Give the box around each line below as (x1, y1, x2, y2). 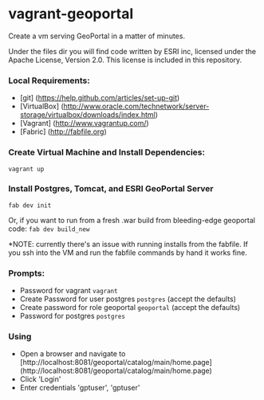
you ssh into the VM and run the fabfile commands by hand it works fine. (8, 248, 247, 257)
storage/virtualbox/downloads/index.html (19, 110, 156, 120)
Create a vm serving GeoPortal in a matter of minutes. (8, 31, 186, 41)
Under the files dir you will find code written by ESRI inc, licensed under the (8, 46, 257, 56)
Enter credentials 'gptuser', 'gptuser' (19, 383, 140, 393)
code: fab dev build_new (8, 224, 90, 233)
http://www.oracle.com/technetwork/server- (63, 101, 210, 112)
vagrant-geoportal (8, 5, 134, 23)
